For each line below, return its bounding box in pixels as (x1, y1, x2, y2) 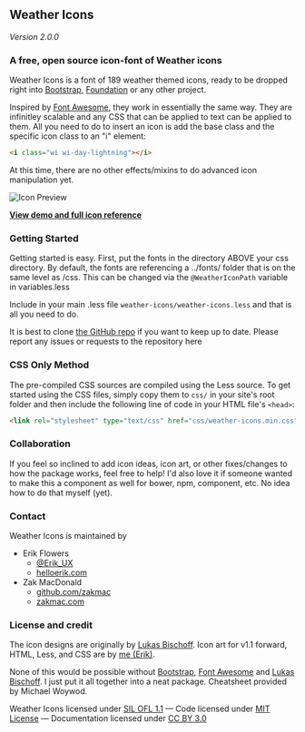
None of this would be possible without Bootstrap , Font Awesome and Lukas (9, 667, 295, 678)
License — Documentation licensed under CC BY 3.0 (9, 713, 207, 724)
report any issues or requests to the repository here (9, 336, 202, 347)
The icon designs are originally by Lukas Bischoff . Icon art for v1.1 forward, (9, 639, 288, 650)
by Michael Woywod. (9, 686, 88, 697)
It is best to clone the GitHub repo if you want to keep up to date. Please (9, 327, 279, 337)
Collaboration (9, 437, 71, 450)
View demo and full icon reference (9, 209, 143, 220)
